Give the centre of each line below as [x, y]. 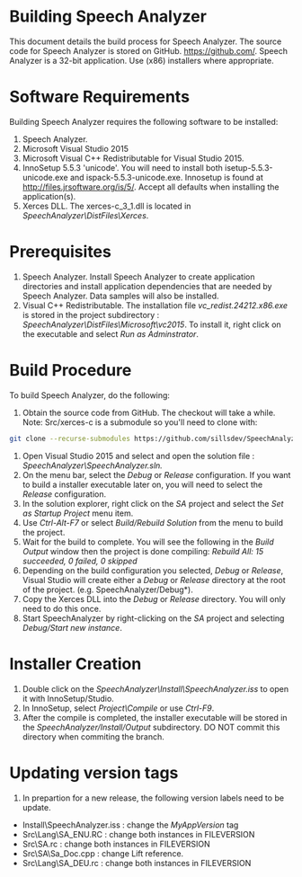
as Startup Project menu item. [78, 513]
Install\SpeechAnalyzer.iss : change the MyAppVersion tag [130, 825]
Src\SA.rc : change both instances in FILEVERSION [116, 844]
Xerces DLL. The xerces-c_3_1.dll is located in [107, 206]
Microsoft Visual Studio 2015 [75, 148]
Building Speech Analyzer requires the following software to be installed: [144, 121]
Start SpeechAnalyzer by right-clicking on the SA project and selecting [153, 618]
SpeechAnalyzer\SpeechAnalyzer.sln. [93, 465]
